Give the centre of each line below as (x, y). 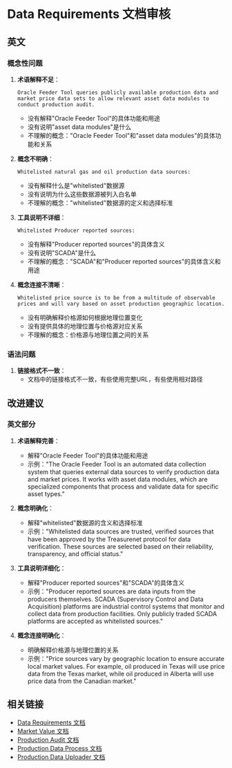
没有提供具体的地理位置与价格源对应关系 (85, 326)
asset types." (46, 493)
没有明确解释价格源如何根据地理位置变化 (85, 317)
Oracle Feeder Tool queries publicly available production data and (118, 92)
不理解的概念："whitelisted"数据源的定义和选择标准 (100, 203)
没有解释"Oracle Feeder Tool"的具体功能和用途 (94, 118)
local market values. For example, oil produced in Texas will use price (126, 666)
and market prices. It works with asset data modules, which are (118, 479)
